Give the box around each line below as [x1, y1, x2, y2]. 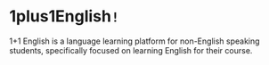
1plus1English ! [9, 6, 120, 27]
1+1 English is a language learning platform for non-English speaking [9, 36, 260, 46]
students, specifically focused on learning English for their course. [9, 45, 253, 55]
